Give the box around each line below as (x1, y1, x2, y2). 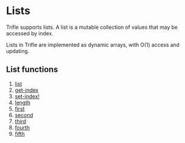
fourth (14, 124, 30, 131)
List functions (6, 65, 58, 75)
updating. (6, 47, 30, 54)
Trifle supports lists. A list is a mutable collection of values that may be (6, 24, 178, 31)
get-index (14, 87, 39, 94)
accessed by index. (6, 29, 54, 36)
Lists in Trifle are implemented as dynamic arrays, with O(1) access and (6, 41, 180, 48)
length (14, 99, 31, 106)
